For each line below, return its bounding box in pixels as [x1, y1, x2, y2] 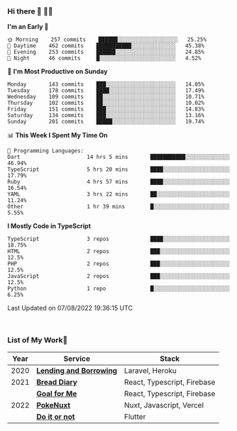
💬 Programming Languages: [7, 147, 84, 155]
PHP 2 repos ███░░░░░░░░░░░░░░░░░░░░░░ [7, 260, 231, 268]
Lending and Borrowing [36, 365, 118, 375]
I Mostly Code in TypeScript [7, 222, 91, 230]
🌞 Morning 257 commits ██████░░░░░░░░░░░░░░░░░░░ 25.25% [7, 36, 207, 43]
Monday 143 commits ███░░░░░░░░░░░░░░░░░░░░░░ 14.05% [7, 81, 204, 88]
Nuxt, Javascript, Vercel [123, 400, 204, 410]
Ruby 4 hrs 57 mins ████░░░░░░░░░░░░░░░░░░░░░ [7, 179, 231, 186]
